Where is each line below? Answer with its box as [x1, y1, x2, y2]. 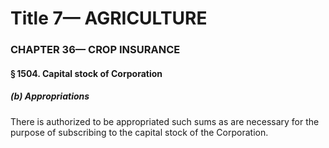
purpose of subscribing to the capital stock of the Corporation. [10, 126, 269, 138]
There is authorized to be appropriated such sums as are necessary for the [10, 115, 320, 127]
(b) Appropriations [10, 90, 90, 102]
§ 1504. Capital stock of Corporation [10, 67, 163, 79]
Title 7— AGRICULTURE [10, 7, 208, 30]
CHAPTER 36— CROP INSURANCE [10, 43, 181, 57]
